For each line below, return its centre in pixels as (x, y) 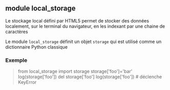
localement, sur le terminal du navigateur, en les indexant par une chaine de (85, 26)
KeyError (27, 82)
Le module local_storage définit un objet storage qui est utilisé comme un (83, 41)
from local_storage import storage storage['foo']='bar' (75, 72)
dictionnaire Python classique (37, 47)
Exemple (16, 60)
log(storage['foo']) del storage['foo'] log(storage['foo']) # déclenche (90, 77)
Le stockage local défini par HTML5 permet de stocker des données (77, 20)
